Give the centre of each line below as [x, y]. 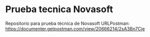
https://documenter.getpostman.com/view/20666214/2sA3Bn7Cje [75, 28]
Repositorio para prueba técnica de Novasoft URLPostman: [68, 23]
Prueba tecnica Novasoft [59, 9]
